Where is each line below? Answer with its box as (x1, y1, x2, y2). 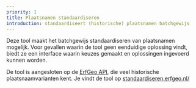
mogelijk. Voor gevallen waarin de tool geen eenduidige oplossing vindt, (6, 43, 188, 51)
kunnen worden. (6, 56, 48, 64)
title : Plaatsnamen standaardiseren (6, 15, 100, 21)
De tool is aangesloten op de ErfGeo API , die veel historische (6, 68, 159, 76)
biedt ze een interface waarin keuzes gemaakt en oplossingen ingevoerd (6, 50, 189, 57)
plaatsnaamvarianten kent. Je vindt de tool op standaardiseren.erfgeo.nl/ (6, 75, 190, 82)
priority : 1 (6, 9, 37, 15)
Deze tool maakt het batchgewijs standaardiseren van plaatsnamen (6, 37, 175, 45)
